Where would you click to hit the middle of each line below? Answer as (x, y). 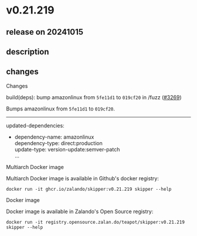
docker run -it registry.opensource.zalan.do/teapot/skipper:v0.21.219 (95, 222)
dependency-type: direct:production (58, 143)
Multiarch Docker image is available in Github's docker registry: (83, 178)
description (28, 51)
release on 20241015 (45, 32)
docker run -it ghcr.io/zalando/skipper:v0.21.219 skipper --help (89, 189)
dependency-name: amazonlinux (54, 137)
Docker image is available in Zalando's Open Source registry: (80, 211)
